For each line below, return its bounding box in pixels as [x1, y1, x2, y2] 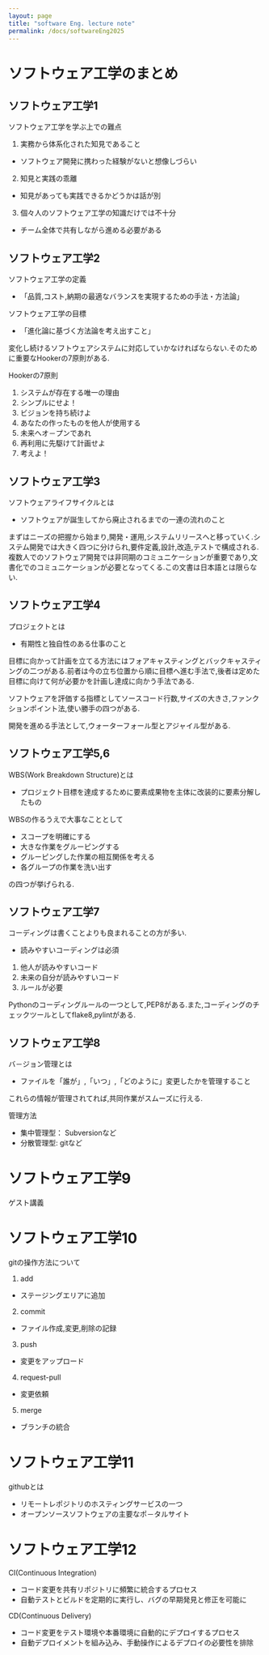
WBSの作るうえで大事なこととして [8, 814, 124, 824]
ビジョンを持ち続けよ [19, 408, 91, 418]
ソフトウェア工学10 [8, 1229, 137, 1248]
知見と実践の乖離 [19, 173, 78, 183]
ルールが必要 [19, 983, 63, 992]
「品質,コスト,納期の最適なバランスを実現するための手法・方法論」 [19, 292, 244, 301]
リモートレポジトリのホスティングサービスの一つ [19, 1499, 183, 1509]
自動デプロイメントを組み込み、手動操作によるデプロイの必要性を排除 [19, 1638, 254, 1647]
